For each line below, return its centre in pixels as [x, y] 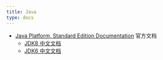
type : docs [20, 18]
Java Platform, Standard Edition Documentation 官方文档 [86, 35]
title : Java [21, 12]
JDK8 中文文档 [43, 43]
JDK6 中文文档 [43, 51]
